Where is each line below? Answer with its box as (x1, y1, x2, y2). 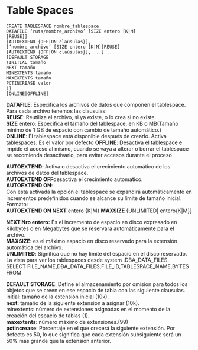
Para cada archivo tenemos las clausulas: (6, 107, 108, 114)
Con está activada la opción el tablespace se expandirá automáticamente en (6, 188, 192, 195)
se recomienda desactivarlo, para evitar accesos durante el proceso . (6, 151, 176, 158)
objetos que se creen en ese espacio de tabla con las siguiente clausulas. (6, 287, 186, 294)
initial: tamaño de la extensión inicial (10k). (6, 293, 109, 300)
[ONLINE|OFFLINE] (6, 90, 49, 97)
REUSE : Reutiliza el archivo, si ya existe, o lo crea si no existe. (6, 113, 157, 120)
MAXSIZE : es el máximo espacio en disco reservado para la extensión (6, 237, 177, 244)
